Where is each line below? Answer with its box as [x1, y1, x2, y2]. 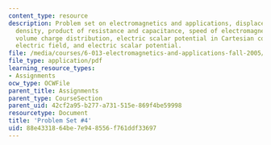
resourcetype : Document [8, 110, 89, 118]
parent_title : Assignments [8, 86, 99, 95]
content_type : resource [8, 11, 89, 20]
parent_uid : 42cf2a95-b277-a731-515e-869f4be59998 [8, 101, 182, 110]
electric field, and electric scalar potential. [15, 42, 182, 50]
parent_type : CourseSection [8, 94, 103, 102]
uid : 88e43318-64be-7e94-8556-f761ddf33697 [8, 124, 157, 132]
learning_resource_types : [8, 64, 95, 72]
